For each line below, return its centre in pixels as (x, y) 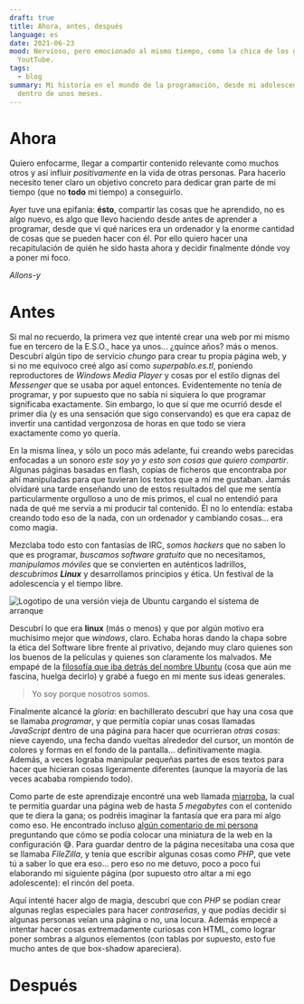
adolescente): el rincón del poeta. (72, 883)
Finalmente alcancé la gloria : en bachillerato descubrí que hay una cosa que (152, 712)
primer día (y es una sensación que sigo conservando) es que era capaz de (150, 414)
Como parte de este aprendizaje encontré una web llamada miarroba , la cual (152, 797)
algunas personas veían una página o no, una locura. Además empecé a (144, 920)
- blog (30, 77)
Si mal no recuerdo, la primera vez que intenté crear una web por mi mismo (150, 337)
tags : (19, 69)
